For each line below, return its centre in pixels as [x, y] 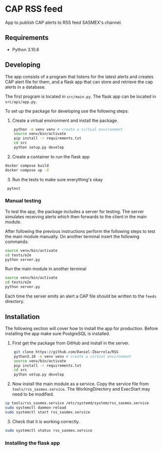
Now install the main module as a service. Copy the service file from [81, 384]
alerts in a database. [26, 87]
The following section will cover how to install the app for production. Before [81, 328]
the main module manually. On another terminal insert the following [72, 236]
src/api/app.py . [21, 101]
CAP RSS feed [34, 9]
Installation [22, 317]
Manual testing [23, 201]
